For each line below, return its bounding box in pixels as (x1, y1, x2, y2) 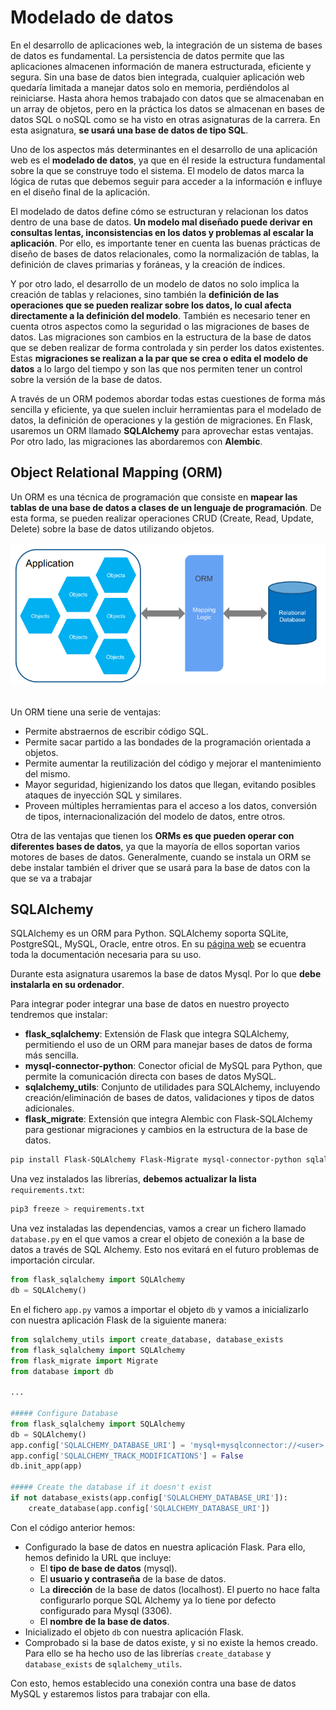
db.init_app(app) (10, 1461, 83, 1471)
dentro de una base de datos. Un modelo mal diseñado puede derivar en (10, 216, 313, 228)
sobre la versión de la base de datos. (10, 373, 163, 385)
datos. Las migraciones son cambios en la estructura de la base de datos (10, 331, 312, 343)
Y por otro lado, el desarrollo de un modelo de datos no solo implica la (10, 277, 300, 290)
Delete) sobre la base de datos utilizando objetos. (10, 522, 215, 535)
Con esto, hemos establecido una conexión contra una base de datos (10, 1677, 297, 1689)
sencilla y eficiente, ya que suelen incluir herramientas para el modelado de (10, 403, 322, 415)
